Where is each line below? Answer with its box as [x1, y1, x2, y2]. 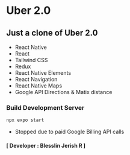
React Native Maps [14, 82, 62, 89]
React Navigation [14, 76, 58, 83]
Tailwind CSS [14, 57, 48, 63]
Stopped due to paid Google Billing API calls [14, 128, 125, 136]
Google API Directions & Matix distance [14, 89, 113, 95]
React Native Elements [14, 69, 71, 76]
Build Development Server [6, 103, 85, 112]
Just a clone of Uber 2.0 [6, 28, 98, 38]
